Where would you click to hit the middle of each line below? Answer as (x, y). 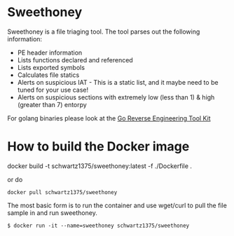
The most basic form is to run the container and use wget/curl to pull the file (117, 205)
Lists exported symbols (51, 67)
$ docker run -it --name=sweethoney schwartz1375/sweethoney (98, 225)
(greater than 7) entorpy (52, 104)
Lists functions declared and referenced (75, 60)
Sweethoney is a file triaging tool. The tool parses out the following (104, 32)
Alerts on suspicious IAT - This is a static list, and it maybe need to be (118, 82)
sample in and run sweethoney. (53, 213)
